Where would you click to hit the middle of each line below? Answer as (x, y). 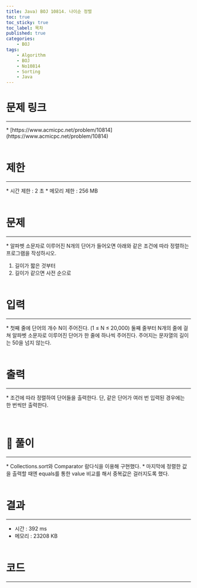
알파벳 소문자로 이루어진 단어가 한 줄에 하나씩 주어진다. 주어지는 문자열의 (95, 335)
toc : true (18, 17)
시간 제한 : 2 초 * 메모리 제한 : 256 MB (54, 191)
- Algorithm (31, 55)
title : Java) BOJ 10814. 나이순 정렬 (49, 11)
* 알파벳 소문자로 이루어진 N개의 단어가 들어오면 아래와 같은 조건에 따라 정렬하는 (98, 246)
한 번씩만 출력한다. (27, 405)
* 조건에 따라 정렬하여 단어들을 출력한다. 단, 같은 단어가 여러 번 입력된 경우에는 (96, 397)
